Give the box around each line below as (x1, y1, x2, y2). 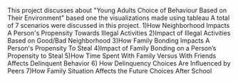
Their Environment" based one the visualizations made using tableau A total (7, 14, 230, 22)
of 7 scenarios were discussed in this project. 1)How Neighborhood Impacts (7, 21, 230, 29)
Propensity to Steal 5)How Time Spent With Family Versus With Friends (7, 51, 217, 60)
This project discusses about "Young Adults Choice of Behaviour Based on (7, 6, 227, 14)
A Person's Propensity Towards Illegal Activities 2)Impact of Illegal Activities (7, 29, 231, 37)
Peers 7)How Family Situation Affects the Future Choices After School (7, 67, 212, 75)
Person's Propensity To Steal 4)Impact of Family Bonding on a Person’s (7, 44, 217, 52)
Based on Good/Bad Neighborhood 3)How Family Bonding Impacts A (7, 36, 210, 45)
